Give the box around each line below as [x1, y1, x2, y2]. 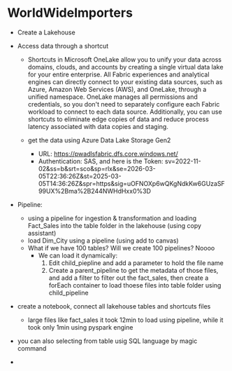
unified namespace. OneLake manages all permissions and [27, 93, 198, 101]
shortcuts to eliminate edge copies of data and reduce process [27, 114, 210, 123]
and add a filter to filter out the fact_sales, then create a [48, 274, 209, 282]
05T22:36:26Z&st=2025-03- [38, 172, 122, 180]
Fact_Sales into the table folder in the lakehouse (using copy [27, 221, 201, 229]
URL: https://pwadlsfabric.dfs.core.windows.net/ [38, 149, 178, 158]
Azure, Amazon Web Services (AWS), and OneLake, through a [27, 85, 207, 93]
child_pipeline [48, 288, 89, 297]
